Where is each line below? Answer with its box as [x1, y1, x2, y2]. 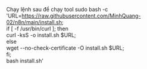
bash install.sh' [6, 57, 44, 64]
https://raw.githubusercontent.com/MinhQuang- [21, 12, 142, 19]
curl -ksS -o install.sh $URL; [6, 31, 77, 39]
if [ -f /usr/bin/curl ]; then [6, 25, 69, 32]
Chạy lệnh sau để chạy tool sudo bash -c [6, 6, 108, 13]
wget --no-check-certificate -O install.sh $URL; [6, 44, 125, 51]
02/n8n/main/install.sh [6, 19, 62, 25]
